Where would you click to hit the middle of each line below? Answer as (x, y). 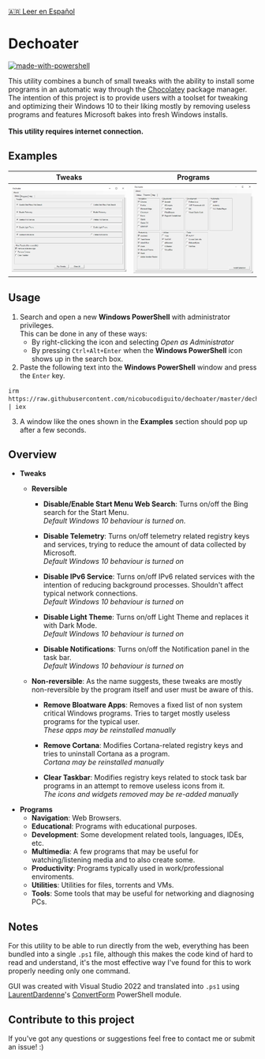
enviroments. (53, 877)
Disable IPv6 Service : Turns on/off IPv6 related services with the (149, 576)
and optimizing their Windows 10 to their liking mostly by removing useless (129, 106)
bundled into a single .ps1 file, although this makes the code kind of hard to (131, 954)
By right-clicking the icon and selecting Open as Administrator (132, 342)
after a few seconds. (53, 430)
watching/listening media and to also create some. (113, 860)
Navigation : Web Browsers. (77, 818)
